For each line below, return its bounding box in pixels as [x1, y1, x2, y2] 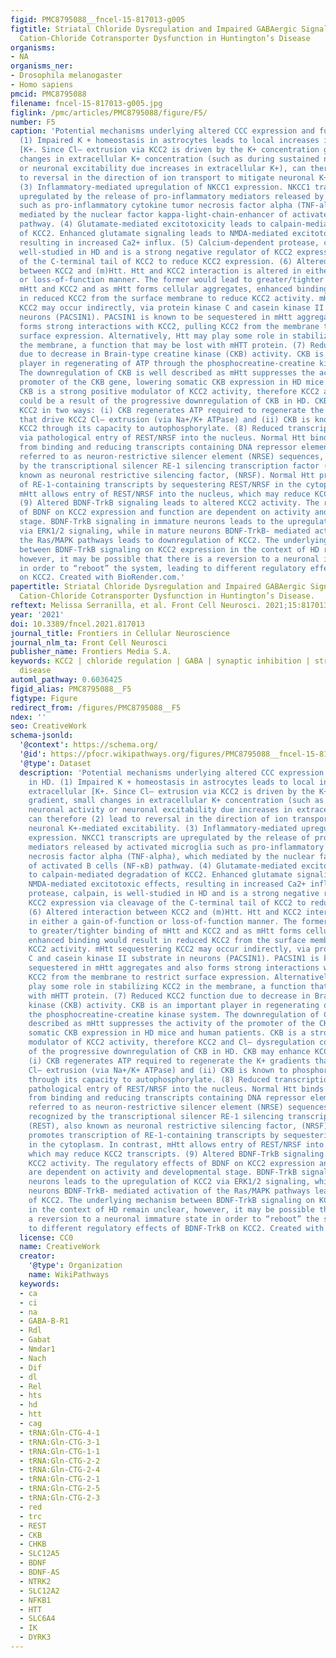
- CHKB [19, 1539, 47, 1550]
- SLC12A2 [19, 1586, 60, 1596]
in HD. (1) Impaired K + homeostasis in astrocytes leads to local [28, 777, 315, 787]
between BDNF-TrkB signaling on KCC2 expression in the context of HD [19, 544, 320, 555]
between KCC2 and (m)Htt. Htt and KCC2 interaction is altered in [19, 266, 302, 276]
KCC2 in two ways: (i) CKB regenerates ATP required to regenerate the [19, 405, 325, 415]
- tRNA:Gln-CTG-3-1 [19, 1437, 101, 1447]
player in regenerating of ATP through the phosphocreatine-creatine [19, 359, 315, 369]
